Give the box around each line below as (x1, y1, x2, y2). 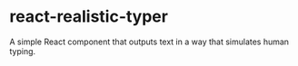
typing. (9, 45, 36, 56)
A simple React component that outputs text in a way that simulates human (9, 36, 289, 47)
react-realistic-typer (9, 6, 168, 27)
